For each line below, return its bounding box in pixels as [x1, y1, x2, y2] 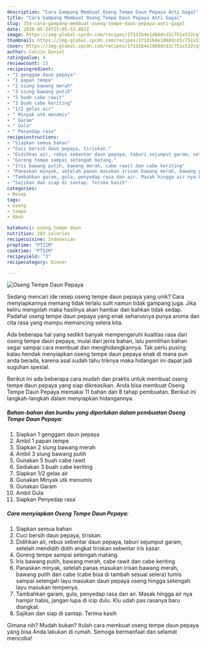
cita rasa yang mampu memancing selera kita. [7, 319, 123, 326]
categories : [7, 185, 37, 192]
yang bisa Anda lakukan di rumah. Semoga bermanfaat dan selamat [7, 628, 177, 635]
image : [7, 32, 24, 38]
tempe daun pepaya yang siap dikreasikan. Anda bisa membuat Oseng [7, 382, 185, 389]
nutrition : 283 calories [7, 231, 70, 237]
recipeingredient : [7, 65, 54, 72]
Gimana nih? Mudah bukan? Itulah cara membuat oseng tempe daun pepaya [7, 622, 199, 629]
